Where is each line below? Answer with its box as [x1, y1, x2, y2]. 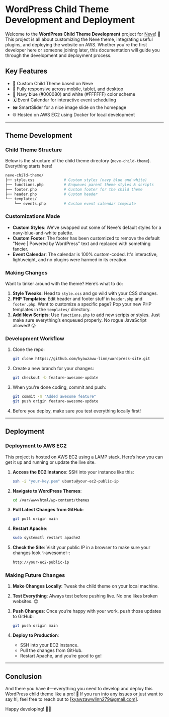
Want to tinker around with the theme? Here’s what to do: [5, 281, 123, 287]
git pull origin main [12, 516, 58, 521]
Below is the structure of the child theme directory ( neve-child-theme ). [5, 158, 151, 164]
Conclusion [5, 672, 42, 681]
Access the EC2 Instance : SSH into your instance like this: [12, 469, 134, 475]
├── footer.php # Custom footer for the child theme [5, 187, 143, 192]
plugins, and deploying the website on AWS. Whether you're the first [5, 41, 147, 47]
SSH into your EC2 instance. [20, 642, 79, 648]
